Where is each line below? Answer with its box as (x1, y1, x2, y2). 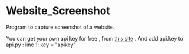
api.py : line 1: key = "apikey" (6, 41, 77, 48)
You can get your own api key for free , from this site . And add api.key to (6, 35, 184, 42)
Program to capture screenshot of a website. (6, 23, 115, 31)
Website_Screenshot (6, 4, 111, 18)
